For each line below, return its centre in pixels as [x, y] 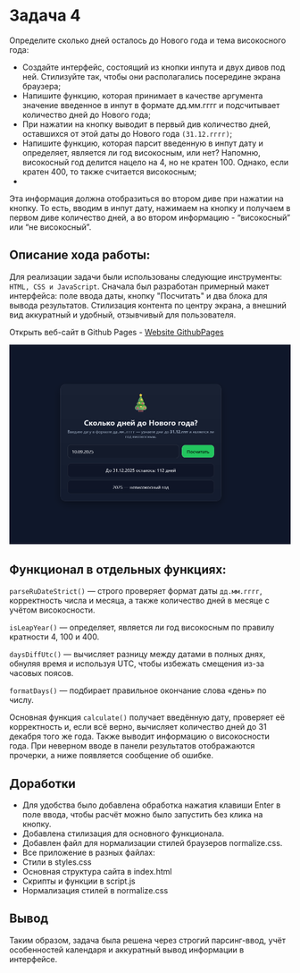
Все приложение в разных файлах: [89, 853]
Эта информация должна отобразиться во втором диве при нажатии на [146, 199]
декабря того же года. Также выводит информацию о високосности [140, 736]
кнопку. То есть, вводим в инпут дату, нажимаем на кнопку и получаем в [150, 207]
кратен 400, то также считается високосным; [109, 172]
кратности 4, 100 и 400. [54, 637]
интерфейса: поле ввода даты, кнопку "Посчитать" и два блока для [138, 295]
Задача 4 [45, 16]
